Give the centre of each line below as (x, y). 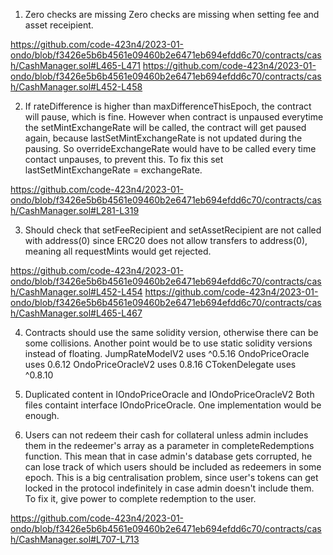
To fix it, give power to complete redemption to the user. (140, 498)
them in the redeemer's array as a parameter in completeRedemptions (169, 445)
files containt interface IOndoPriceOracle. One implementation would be (173, 405)
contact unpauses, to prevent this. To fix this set (124, 159)
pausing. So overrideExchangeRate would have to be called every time (170, 148)
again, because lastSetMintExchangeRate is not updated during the (163, 138)
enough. (42, 415)
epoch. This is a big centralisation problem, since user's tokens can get (171, 477)
